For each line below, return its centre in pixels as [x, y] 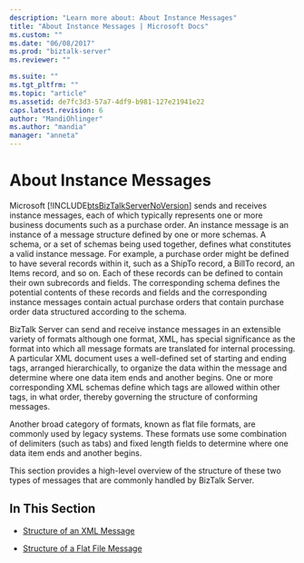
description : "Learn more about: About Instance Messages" [123, 18]
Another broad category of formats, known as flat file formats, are [132, 424]
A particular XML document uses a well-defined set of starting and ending [148, 358]
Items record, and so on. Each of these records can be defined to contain [147, 272]
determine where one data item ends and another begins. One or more [142, 377]
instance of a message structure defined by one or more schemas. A [137, 234]
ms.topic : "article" [49, 93]
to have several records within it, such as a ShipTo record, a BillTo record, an [152, 263]
